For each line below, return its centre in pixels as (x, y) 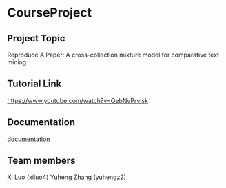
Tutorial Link (34, 84)
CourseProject (50, 13)
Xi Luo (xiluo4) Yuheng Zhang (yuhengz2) (66, 177)
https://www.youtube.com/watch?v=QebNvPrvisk (78, 100)
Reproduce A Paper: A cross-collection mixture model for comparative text (113, 55)
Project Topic (36, 38)
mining (17, 62)
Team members (41, 161)
